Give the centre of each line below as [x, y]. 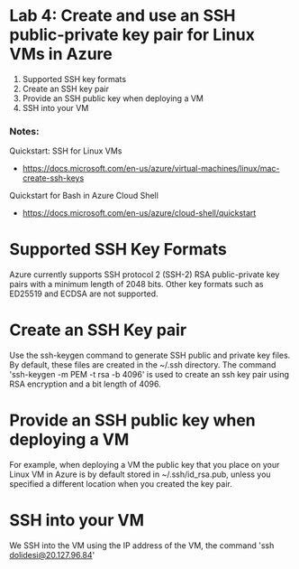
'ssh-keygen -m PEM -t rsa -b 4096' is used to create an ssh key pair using [149, 375]
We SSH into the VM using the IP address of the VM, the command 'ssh [142, 545]
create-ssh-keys [53, 178]
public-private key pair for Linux [132, 35]
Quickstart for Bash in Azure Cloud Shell [84, 196]
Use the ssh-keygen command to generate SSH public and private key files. [150, 355]
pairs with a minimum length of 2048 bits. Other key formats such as [136, 284]
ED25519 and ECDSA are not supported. [84, 294]
